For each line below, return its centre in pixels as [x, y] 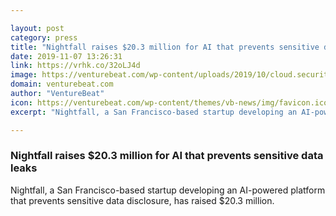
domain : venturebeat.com [62, 84]
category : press [44, 37]
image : [24, 75]
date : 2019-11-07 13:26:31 [66, 56]
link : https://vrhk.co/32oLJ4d [75, 66]
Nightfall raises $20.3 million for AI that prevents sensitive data [167, 156]
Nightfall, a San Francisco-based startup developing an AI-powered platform [168, 190]
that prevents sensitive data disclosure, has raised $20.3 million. [142, 200]
